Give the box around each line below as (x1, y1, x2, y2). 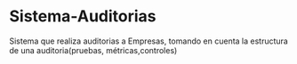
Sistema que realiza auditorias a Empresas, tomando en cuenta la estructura (9, 36, 289, 46)
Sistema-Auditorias (9, 6, 157, 27)
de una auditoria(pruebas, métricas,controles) (9, 44, 178, 55)
